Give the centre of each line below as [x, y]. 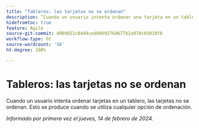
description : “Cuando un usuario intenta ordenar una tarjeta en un [92, 17]
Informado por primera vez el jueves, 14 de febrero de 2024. [80, 118]
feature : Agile [25, 28]
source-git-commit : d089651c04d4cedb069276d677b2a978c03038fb [84, 34]
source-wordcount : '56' [36, 45]
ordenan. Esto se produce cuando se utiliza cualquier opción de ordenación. [99, 107]
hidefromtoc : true [29, 22]
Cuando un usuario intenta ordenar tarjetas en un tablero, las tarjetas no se [98, 100]
